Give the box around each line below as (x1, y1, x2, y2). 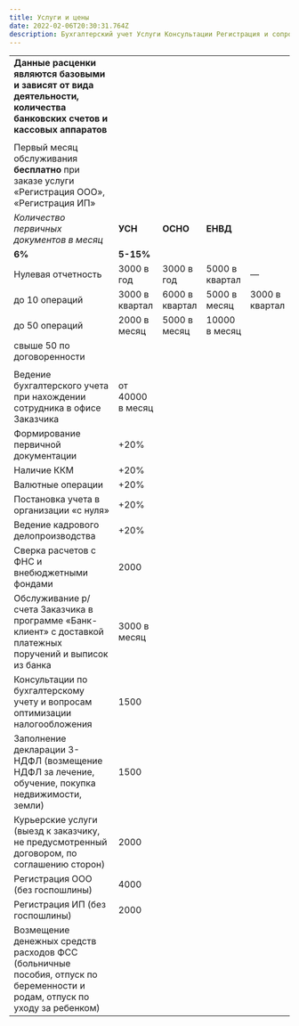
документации (13, 450, 77, 462)
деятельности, (13, 90, 80, 102)
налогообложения (13, 718, 93, 730)
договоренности (13, 351, 85, 363)
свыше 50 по (13, 339, 70, 352)
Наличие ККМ (13, 464, 74, 476)
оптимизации (13, 707, 72, 720)
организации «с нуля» (13, 504, 109, 517)
